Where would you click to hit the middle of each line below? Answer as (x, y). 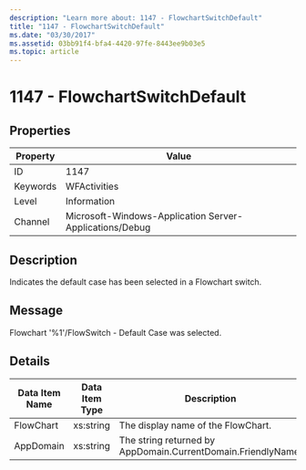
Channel (32, 222)
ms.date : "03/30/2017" (52, 35)
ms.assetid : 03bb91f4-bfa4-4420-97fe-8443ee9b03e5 (107, 43)
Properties (40, 130)
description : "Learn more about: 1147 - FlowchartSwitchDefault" (136, 18)
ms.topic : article (44, 52)
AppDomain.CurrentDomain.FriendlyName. (210, 451)
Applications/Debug (108, 227)
